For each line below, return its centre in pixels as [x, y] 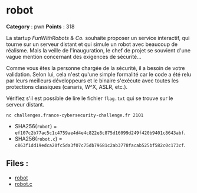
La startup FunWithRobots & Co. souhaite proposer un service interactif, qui [98, 38]
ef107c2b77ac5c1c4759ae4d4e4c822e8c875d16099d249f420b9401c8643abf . [100, 132]
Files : [17, 163]
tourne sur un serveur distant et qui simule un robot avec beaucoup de [92, 44]
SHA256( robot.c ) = [38, 138]
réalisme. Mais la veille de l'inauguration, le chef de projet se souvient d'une [98, 50]
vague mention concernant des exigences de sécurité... [74, 56]
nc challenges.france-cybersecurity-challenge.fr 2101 [75, 115]
